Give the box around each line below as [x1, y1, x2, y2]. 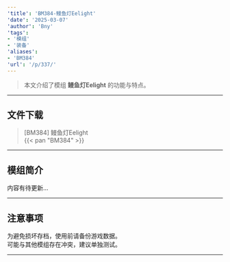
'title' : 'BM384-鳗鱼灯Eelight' [7, 10, 97, 17]
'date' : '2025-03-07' [7, 16, 69, 23]
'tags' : [7, 29, 29, 36]
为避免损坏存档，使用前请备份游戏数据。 [7, 232, 121, 240]
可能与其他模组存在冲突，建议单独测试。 [7, 241, 121, 249]
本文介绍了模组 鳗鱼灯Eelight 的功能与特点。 [23, 80, 150, 89]
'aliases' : [7, 49, 38, 56]
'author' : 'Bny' [7, 23, 53, 29]
